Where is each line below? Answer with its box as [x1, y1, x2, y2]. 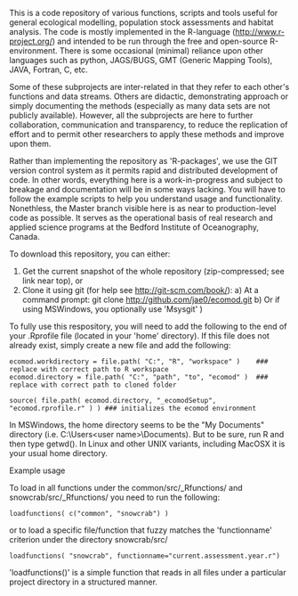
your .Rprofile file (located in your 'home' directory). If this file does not [9, 331, 270, 341]
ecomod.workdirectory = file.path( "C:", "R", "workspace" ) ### [9, 357, 269, 366]
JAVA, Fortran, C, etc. [9, 64, 89, 75]
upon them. [9, 138, 52, 149]
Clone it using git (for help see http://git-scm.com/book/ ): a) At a [21, 285, 260, 295]
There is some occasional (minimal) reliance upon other [59, 45, 264, 56]
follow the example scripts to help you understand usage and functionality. [9, 193, 283, 204]
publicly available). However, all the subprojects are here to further [9, 110, 254, 120]
